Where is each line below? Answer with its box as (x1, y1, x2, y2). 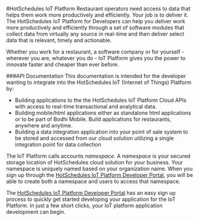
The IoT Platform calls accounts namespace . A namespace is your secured (6, 152, 191, 160)
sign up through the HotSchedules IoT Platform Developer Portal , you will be (6, 172, 194, 178)
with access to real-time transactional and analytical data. (14, 103, 157, 110)
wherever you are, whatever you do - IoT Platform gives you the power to (6, 55, 186, 61)
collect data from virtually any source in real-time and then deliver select (6, 30, 185, 38)
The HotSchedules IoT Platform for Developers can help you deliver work (6, 18, 186, 24)
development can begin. (6, 208, 66, 215)
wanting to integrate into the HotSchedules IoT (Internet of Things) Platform (6, 79, 192, 86)
